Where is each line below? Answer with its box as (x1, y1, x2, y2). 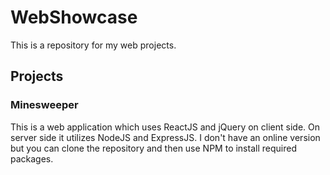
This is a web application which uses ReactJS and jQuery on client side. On (10, 121, 321, 133)
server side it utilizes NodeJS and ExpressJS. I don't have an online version (10, 131, 321, 143)
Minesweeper (10, 98, 79, 112)
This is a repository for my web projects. (10, 39, 177, 51)
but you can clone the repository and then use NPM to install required (10, 142, 297, 154)
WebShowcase (10, 6, 138, 29)
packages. (10, 152, 54, 165)
